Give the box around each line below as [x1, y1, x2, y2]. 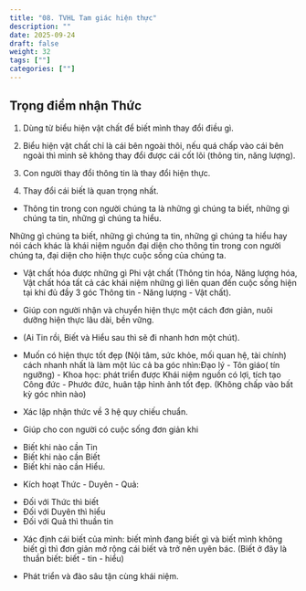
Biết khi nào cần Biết [22, 451, 100, 462]
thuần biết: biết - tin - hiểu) [22, 553, 125, 564]
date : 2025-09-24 [9, 30, 76, 39]
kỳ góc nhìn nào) [22, 388, 87, 399]
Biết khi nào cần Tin [22, 441, 98, 452]
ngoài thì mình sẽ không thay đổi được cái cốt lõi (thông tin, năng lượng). [22, 150, 296, 161]
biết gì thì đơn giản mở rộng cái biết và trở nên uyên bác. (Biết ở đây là [22, 543, 288, 554]
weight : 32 [9, 47, 51, 57]
